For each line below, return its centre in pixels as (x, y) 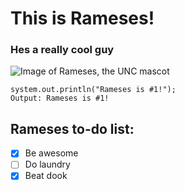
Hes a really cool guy (62, 50)
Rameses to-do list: (72, 128)
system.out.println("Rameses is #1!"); (93, 90)
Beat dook (46, 176)
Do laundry (47, 164)
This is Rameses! (82, 18)
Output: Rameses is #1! (60, 98)
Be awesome (51, 153)
